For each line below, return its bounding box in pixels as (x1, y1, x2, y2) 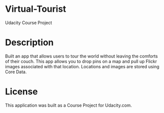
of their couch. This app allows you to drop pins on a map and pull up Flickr (5, 58, 157, 64)
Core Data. (5, 69, 27, 75)
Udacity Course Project (5, 20, 52, 26)
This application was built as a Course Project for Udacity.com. (5, 102, 132, 108)
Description (5, 37, 54, 48)
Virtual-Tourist (5, 3, 67, 15)
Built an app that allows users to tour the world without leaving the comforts (5, 53, 158, 59)
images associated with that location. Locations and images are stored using (5, 63, 160, 69)
